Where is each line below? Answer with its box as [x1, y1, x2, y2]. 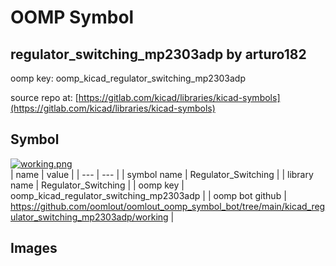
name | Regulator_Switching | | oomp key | [10, 179, 185, 191]
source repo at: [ [10, 92, 79, 103]
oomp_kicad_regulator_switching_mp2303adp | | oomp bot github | [10, 189, 287, 201]
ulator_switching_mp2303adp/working [10, 211, 169, 223]
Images [10, 240, 58, 257]
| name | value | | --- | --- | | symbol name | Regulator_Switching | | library [10, 168, 314, 180]
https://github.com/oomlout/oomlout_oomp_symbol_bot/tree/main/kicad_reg [10, 200, 326, 212]
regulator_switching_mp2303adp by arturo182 [10, 46, 307, 63]
